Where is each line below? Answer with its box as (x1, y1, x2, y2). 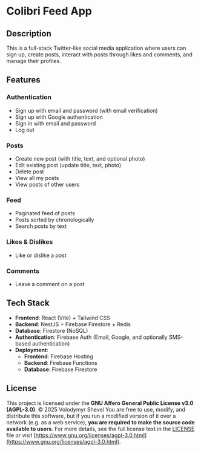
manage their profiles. (6, 58, 62, 64)
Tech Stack (6, 298, 50, 309)
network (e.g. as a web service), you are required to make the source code (6, 418, 195, 426)
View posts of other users (15, 181, 80, 188)
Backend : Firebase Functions (24, 359, 98, 366)
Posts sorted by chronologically (15, 216, 94, 224)
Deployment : (15, 346, 48, 353)
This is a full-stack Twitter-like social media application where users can (6, 44, 186, 52)
